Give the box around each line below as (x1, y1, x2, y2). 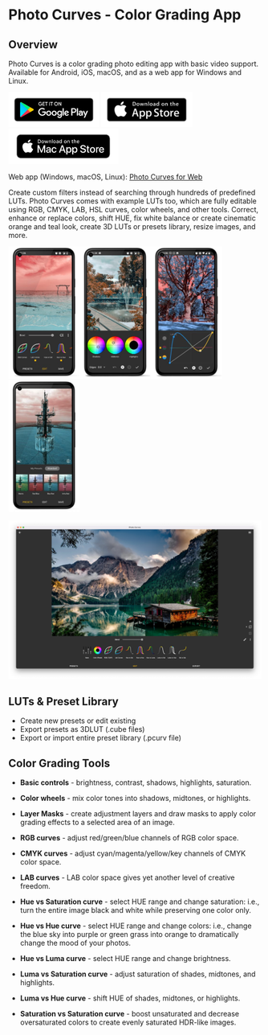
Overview (8, 38, 59, 51)
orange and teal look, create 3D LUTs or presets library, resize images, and (8, 222, 256, 231)
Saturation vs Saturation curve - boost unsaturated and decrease (19, 1009, 239, 1018)
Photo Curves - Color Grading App (8, 6, 242, 24)
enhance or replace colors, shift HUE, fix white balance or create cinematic (8, 213, 257, 223)
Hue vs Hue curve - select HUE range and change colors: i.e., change (19, 921, 252, 930)
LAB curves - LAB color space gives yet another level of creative (19, 873, 235, 882)
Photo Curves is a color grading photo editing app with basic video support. (8, 59, 259, 68)
